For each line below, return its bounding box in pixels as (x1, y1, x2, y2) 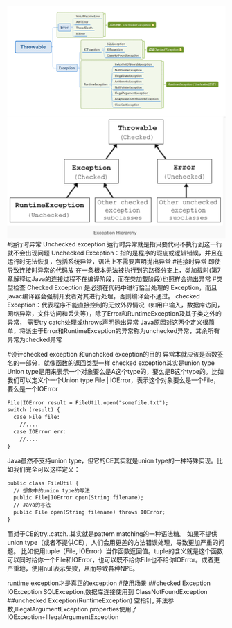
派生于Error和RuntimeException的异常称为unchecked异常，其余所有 (25, 326, 220, 334)
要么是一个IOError (7, 384, 59, 393)
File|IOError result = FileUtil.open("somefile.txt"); (7, 399, 169, 406)
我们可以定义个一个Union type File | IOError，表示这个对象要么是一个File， (7, 376, 220, 384)
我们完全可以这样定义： (12, 465, 80, 473)
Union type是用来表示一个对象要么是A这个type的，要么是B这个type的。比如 (7, 367, 224, 375)
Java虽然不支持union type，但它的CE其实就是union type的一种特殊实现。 (7, 456, 217, 465)
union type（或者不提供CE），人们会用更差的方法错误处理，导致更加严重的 (7, 538, 219, 546)
